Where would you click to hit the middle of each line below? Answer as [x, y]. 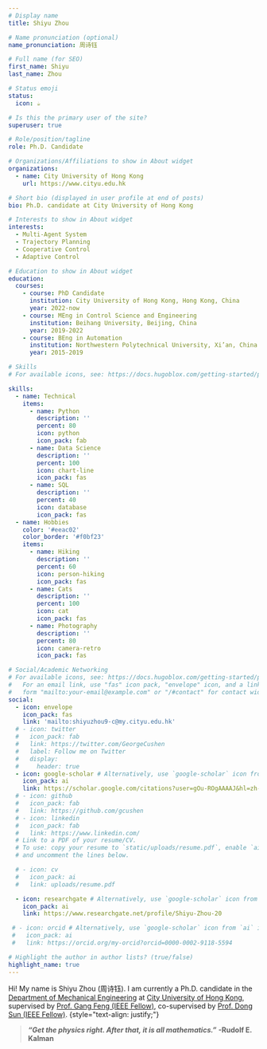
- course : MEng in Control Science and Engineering [110, 316]
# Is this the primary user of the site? [78, 118]
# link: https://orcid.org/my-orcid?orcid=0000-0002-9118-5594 [122, 943]
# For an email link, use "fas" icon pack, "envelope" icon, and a [126, 685]
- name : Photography [63, 626]
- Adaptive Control [48, 257]
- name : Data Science [65, 448]
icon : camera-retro [69, 648]
